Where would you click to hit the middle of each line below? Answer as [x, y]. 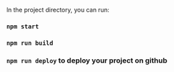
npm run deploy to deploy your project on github [87, 60]
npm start [23, 26]
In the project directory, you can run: [58, 10]
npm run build [30, 43]
